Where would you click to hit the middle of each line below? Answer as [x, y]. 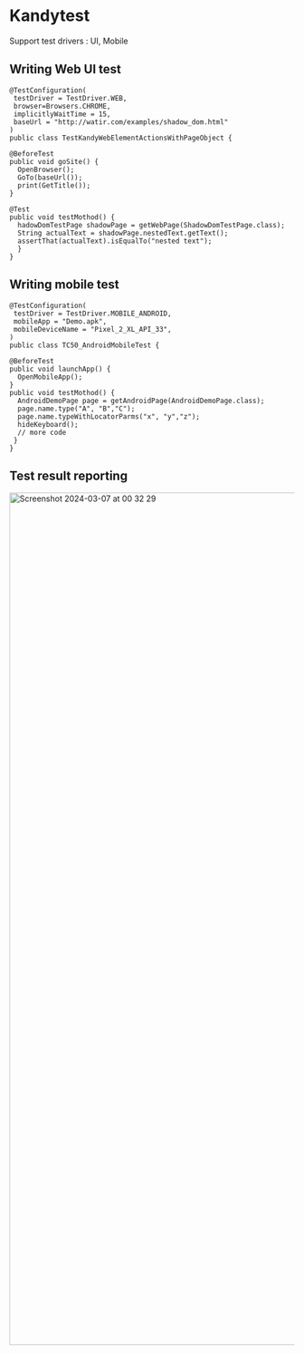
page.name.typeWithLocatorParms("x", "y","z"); [109, 416]
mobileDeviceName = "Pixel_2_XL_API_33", [92, 329]
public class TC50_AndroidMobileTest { [85, 345]
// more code [42, 432]
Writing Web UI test [66, 69]
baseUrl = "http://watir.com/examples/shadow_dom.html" [121, 122]
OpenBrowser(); [46, 169]
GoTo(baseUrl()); [50, 178]
